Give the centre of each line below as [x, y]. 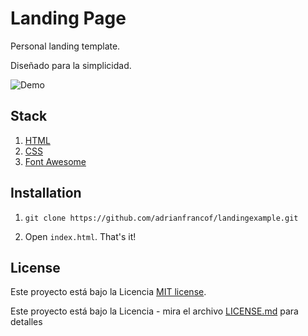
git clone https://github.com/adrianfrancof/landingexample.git [161, 218]
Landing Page [68, 18]
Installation [46, 193]
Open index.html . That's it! [80, 236]
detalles [26, 322]
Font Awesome [55, 161]
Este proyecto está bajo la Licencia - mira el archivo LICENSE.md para [154, 311]
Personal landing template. [65, 46]
